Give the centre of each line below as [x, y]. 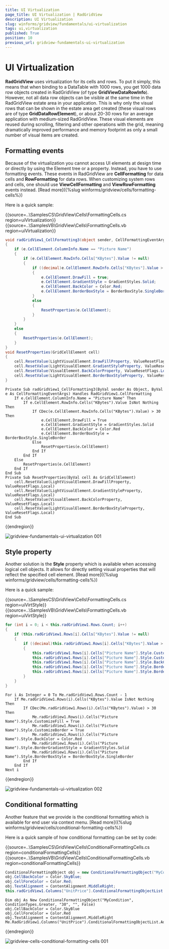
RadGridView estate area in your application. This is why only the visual [79, 103]
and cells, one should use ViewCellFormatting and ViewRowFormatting [80, 184]
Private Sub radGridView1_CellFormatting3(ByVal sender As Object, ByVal [84, 389]
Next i [12, 770]
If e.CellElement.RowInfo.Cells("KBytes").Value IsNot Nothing [91, 403]
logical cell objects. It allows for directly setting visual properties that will [80, 569]
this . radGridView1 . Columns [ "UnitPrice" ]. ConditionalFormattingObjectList [84, 891]
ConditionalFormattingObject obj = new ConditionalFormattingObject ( [80, 872]
